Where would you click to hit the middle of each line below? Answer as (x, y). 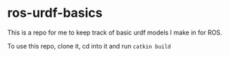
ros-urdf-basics (55, 13)
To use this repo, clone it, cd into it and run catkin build (89, 46)
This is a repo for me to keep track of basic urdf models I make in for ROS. (115, 32)
